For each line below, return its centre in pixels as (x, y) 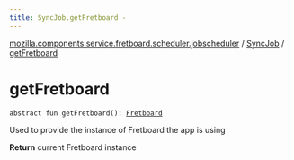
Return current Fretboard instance (73, 147)
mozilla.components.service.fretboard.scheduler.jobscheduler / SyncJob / (147, 43)
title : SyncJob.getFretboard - (68, 18)
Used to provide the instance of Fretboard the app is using (118, 129)
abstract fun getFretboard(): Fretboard (86, 113)
